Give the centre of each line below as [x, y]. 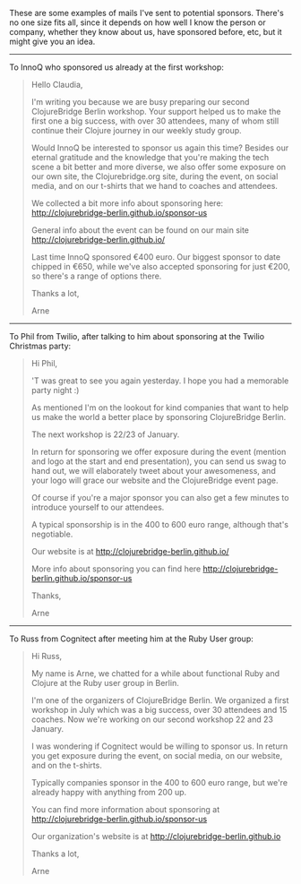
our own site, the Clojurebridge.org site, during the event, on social [155, 176]
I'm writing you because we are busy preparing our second [140, 102]
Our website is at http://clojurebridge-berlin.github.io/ [130, 551]
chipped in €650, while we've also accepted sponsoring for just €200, [161, 266]
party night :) [55, 390]
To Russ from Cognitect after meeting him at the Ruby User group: [131, 639]
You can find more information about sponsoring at [125, 809]
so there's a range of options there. [96, 276]
